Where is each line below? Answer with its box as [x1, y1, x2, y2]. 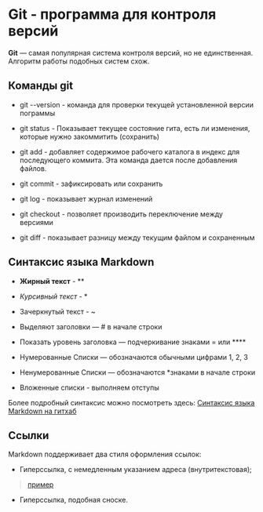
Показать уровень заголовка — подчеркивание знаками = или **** [19, 337, 247, 347]
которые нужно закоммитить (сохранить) [19, 132, 159, 141]
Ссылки [8, 429, 49, 442]
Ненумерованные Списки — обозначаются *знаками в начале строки [19, 367, 256, 377]
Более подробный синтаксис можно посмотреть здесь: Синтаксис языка [8, 398, 255, 407]
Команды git [8, 79, 73, 93]
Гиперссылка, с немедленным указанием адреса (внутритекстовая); [19, 465, 253, 474]
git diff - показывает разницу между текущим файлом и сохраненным [19, 233, 255, 242]
